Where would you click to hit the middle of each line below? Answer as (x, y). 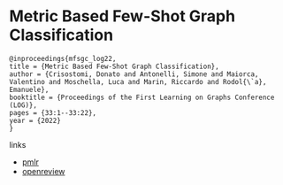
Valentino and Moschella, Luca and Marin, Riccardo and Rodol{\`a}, (138, 81)
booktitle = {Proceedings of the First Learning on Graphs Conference (142, 97)
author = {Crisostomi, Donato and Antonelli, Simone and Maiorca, (134, 74)
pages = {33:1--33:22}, (53, 112)
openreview (43, 171)
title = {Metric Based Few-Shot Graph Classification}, (114, 66)
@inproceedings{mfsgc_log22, (63, 58)
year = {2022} (35, 120)
